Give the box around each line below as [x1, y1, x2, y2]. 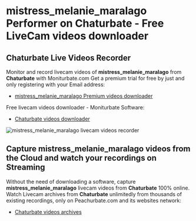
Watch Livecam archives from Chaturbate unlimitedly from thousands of [6, 190, 182, 197]
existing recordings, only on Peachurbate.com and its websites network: [6, 197, 181, 204]
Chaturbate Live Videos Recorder [6, 53, 131, 63]
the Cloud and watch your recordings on [6, 153, 157, 163]
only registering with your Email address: [6, 81, 105, 88]
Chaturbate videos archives [14, 208, 82, 215]
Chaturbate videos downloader [14, 115, 90, 122]
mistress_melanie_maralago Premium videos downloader [14, 93, 153, 99]
